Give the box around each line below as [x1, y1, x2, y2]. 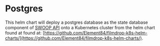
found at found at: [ [5, 30, 45, 36]
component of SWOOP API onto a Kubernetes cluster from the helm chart [5, 24, 155, 30]
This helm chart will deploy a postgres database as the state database [5, 19, 148, 25]
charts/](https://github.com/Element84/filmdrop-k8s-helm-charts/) [5, 35, 142, 41]
